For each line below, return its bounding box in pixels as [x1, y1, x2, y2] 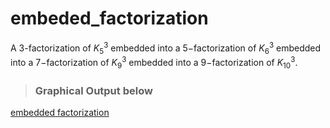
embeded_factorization [10, 7, 209, 30]
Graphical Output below [34, 83, 153, 97]
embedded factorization [10, 107, 110, 119]
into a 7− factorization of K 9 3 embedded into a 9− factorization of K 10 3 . [10, 55, 298, 71]
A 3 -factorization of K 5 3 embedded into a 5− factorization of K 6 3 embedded [10, 40, 322, 56]
